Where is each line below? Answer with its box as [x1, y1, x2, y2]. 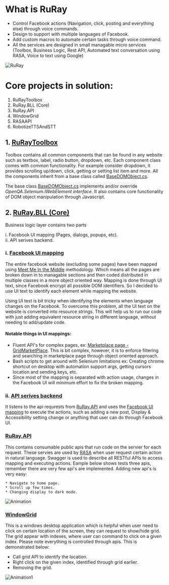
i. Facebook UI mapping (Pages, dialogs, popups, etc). [5, 232, 118, 238]
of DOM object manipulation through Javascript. [5, 194, 105, 200]
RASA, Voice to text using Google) [12, 52, 84, 59]
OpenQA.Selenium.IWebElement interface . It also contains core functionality [5, 188, 163, 194]
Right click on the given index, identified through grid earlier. [12, 559, 139, 565]
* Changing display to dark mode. [5, 489, 78, 494]
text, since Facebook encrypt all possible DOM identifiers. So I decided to [5, 282, 158, 289]
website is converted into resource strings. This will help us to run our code [5, 308, 162, 314]
